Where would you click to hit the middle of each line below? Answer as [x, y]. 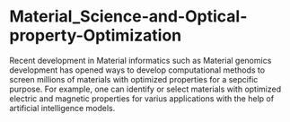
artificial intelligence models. [62, 108]
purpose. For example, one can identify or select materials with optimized [145, 89]
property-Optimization [96, 35]
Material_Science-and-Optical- [128, 17]
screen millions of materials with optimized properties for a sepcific [134, 79]
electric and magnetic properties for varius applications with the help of [142, 98]
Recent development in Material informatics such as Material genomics [141, 60]
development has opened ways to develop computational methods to [137, 70]
